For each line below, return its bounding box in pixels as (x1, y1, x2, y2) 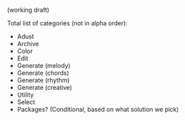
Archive (16, 40, 39, 47)
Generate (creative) (16, 84, 73, 91)
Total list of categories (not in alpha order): (7, 19, 128, 27)
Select (16, 98, 36, 106)
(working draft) (7, 6, 50, 14)
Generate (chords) (16, 69, 70, 77)
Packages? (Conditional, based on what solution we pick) (16, 106, 180, 113)
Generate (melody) (16, 62, 71, 69)
